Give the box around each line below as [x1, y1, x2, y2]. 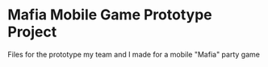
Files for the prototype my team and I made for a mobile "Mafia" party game [7, 49, 260, 59]
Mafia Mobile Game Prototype [7, 6, 212, 24]
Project [7, 23, 57, 41]
